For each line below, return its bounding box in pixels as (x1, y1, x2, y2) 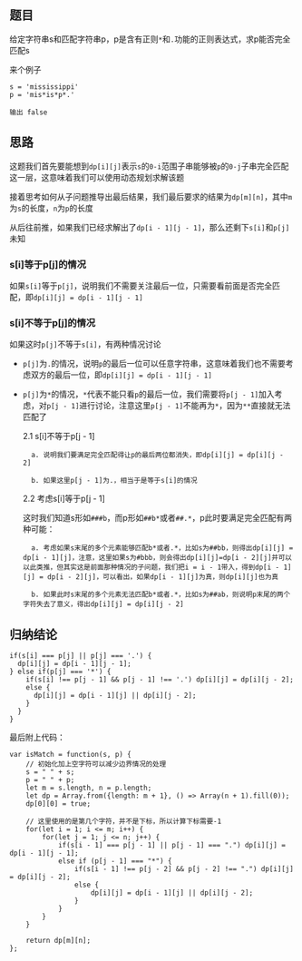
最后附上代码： (9, 732, 65, 743)
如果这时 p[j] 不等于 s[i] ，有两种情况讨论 (9, 338, 161, 350)
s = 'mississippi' (9, 82, 79, 92)
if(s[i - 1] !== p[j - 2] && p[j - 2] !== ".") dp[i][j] (73, 865, 295, 874)
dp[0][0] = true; (25, 799, 92, 809)
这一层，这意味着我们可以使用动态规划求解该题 (9, 172, 184, 182)
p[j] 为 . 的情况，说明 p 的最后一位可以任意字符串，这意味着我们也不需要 (22, 358, 286, 369)
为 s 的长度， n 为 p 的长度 (9, 202, 93, 213)
